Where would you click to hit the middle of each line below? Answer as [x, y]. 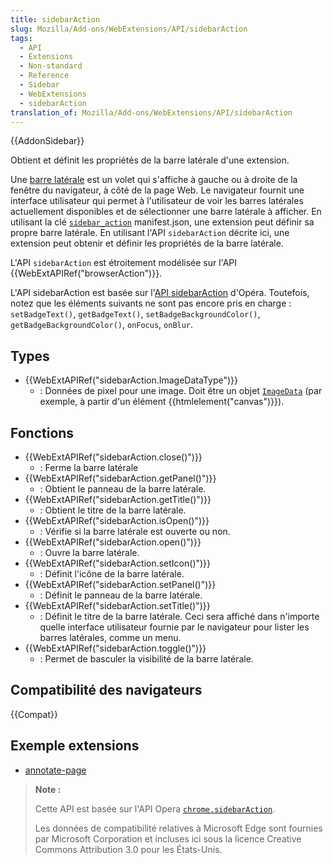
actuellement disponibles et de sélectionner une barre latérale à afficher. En [166, 212]
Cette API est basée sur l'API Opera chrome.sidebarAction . [155, 808]
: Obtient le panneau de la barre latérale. [123, 489]
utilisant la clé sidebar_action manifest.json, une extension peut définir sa [162, 222]
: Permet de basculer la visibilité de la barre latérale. [146, 659]
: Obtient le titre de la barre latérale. [113, 510]
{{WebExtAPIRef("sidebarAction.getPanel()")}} [120, 478]
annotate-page [55, 770]
